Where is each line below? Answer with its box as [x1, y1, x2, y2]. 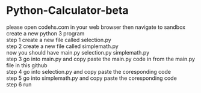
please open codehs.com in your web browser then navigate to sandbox [6, 23, 185, 31]
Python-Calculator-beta [6, 4, 129, 17]
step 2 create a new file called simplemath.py [6, 43, 119, 50]
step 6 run [6, 80, 32, 88]
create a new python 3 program [6, 29, 85, 37]
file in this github [6, 61, 48, 69]
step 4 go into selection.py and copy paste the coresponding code [6, 68, 172, 75]
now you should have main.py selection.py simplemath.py [6, 49, 150, 56]
